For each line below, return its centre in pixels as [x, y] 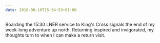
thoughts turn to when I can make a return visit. [55, 35]
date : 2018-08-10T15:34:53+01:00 [41, 10]
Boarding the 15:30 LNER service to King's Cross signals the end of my [80, 24]
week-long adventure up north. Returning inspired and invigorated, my [79, 30]
